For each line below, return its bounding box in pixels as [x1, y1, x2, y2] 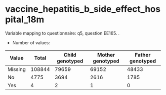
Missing [7, 65, 26, 72]
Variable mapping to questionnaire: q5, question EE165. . [5, 30, 120, 36]
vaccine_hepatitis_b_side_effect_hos [5, 3, 161, 15]
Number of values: [12, 39, 50, 45]
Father [135, 51, 151, 58]
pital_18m [5, 14, 44, 25]
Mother [97, 51, 115, 58]
